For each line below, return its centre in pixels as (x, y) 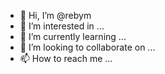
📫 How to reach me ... (66, 58)
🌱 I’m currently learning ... (73, 36)
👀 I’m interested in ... (62, 26)
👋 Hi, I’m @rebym (55, 15)
